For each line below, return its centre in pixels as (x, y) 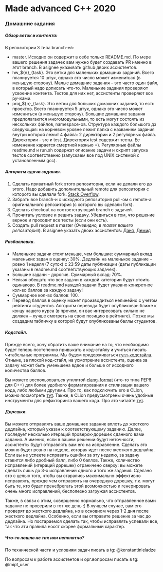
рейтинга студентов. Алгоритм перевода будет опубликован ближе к (84, 306)
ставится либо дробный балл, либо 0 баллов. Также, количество (72, 460)
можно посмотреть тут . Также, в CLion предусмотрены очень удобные (79, 395)
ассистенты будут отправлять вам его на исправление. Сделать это (76, 444)
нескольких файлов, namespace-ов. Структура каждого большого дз (84, 124)
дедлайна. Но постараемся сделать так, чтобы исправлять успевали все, (82, 521)
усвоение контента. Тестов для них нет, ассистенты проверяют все (82, 93)
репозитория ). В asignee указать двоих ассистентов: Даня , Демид (81, 231)
